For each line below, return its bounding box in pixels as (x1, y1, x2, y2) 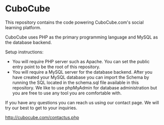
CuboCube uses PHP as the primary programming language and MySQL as (5, 34, 158, 40)
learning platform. (5, 24, 41, 30)
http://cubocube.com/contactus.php (5, 114, 79, 120)
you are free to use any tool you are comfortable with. (12, 90, 122, 96)
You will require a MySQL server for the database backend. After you (12, 69, 153, 75)
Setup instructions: (5, 49, 43, 55)
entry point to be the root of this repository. (12, 64, 100, 70)
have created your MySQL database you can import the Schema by (12, 74, 149, 80)
